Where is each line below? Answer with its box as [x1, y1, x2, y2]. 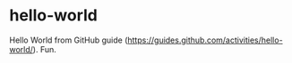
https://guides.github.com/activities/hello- [127, 35, 284, 45]
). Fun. [32, 43, 56, 54]
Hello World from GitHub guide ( [9, 35, 128, 45]
